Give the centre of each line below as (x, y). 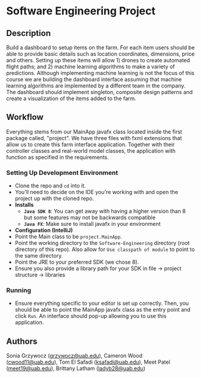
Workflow (25, 117)
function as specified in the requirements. (58, 157)
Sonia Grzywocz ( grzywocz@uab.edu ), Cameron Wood (74, 356)
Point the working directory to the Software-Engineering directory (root (102, 243)
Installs (24, 205)
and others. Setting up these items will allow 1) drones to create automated (98, 60)
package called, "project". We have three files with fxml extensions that (94, 138)
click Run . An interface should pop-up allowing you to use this (91, 316)
